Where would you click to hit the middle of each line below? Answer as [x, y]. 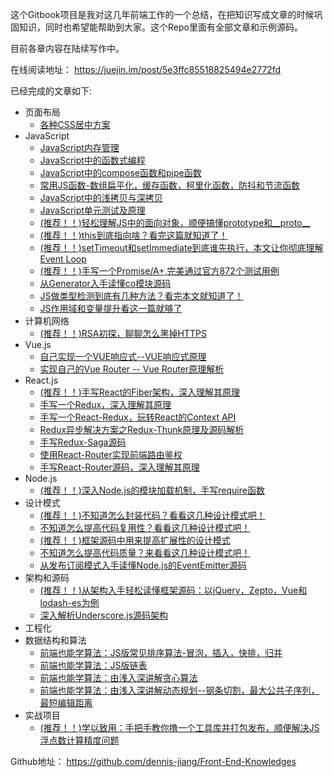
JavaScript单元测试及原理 [92, 210]
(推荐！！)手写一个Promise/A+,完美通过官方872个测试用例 [159, 271]
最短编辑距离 [66, 702]
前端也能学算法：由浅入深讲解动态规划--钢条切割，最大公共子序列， [179, 690]
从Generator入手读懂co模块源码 [105, 283]
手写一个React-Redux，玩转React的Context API [138, 417]
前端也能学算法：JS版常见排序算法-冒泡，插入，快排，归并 [161, 652]
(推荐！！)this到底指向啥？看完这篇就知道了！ [133, 235]
